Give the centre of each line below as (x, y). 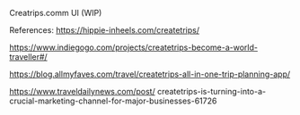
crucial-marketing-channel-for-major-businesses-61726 (113, 101)
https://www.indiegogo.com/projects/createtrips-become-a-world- (134, 47)
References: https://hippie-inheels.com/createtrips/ (105, 30)
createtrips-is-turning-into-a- (212, 91)
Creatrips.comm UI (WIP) (56, 13)
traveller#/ (28, 57)
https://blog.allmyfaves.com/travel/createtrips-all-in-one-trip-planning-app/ (150, 74)
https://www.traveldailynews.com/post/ (82, 91)
